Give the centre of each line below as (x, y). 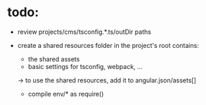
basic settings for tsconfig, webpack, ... (85, 66)
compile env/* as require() (66, 94)
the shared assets (54, 59)
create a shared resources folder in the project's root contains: (108, 45)
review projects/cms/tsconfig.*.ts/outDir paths (84, 32)
